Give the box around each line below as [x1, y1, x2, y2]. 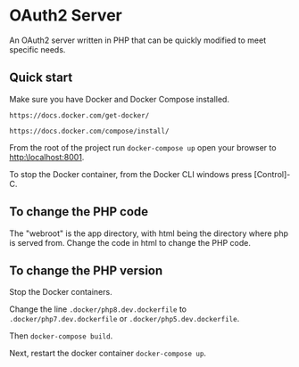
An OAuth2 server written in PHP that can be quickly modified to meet [9, 35, 266, 45]
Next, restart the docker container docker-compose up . [9, 348, 207, 359]
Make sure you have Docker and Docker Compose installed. [9, 94, 230, 104]
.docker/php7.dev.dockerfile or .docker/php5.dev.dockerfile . [9, 314, 240, 324]
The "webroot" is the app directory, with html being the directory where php [9, 228, 288, 239]
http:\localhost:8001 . [9, 151, 85, 162]
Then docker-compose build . [9, 330, 113, 341]
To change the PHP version [9, 263, 163, 278]
